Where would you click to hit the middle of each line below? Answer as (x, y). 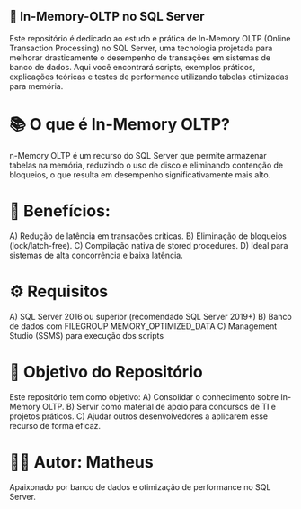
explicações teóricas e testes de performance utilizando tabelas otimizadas (149, 77)
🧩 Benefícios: (60, 210)
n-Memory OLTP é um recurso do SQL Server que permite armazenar (138, 155)
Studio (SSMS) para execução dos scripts (87, 335)
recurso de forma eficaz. (55, 425)
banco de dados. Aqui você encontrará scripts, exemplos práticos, (133, 67)
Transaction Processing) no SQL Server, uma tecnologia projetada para (141, 48)
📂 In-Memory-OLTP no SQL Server (107, 17)
